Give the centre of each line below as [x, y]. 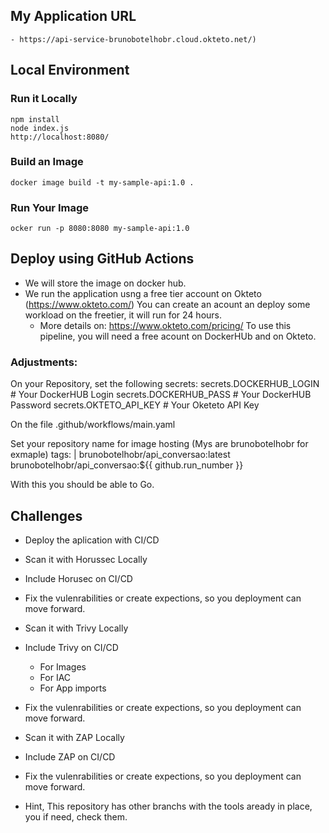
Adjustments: [44, 362]
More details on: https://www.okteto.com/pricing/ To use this [165, 325]
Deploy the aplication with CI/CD [92, 540]
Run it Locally [44, 99]
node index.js [40, 128]
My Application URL [73, 16]
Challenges [46, 515]
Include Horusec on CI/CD [78, 579]
